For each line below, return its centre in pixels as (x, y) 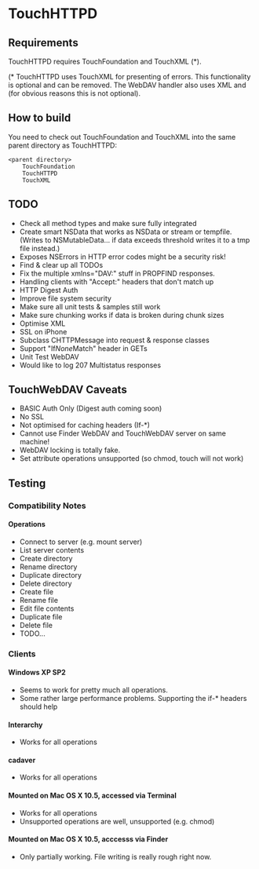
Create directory (46, 558)
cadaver (22, 760)
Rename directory (48, 567)
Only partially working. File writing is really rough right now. (115, 856)
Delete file (36, 625)
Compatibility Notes (47, 506)
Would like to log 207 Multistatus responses (90, 365)
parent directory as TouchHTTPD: (63, 145)
